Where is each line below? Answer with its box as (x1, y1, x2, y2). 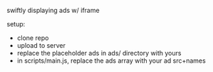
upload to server (16, 41, 66, 49)
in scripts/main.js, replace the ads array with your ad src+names (16, 56, 206, 65)
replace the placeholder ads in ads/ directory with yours (16, 49, 182, 57)
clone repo (16, 34, 49, 42)
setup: (6, 20, 26, 28)
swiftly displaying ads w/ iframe (6, 6, 100, 14)
